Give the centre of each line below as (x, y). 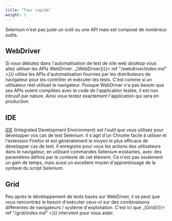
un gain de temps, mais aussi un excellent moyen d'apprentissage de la (81, 163)
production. (17, 102)
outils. (12, 35)
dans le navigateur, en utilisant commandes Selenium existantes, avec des (84, 152)
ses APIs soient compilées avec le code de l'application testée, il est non (82, 91)
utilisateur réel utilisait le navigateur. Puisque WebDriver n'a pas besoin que (85, 85)
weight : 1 (16, 15)
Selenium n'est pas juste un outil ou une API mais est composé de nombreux (86, 29)
